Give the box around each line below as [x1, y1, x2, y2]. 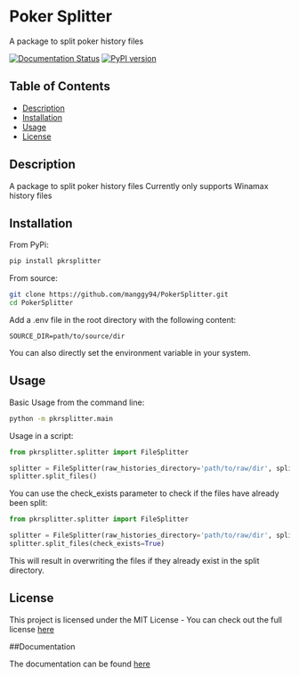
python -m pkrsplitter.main [9, 414, 114, 423]
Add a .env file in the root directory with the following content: [9, 315, 237, 325]
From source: [9, 273, 58, 284]
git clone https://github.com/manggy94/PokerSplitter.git [9, 290, 229, 300]
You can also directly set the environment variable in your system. [9, 348, 251, 358]
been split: [9, 498, 48, 508]
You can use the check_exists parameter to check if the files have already [9, 488, 279, 499]
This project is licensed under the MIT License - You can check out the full [9, 614, 283, 625]
